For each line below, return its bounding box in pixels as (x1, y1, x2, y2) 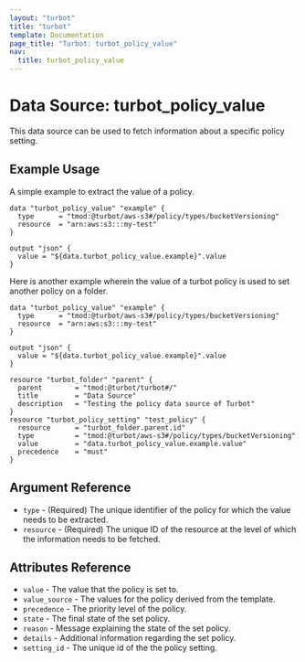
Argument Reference (9, 480, 131, 496)
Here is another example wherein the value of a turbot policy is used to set (9, 275, 290, 286)
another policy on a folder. (9, 285, 109, 296)
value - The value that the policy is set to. (22, 584, 179, 595)
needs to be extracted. (22, 514, 109, 525)
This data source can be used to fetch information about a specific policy (9, 125, 285, 136)
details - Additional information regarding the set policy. (22, 633, 237, 644)
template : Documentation (9, 30, 104, 39)
